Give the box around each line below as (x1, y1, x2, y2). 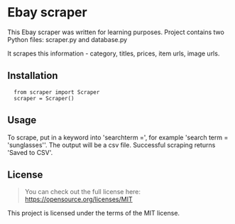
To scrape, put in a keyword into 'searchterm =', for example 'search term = (7, 133, 229, 142)
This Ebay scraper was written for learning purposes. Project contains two (7, 28, 225, 36)
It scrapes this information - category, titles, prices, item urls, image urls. (7, 49, 220, 58)
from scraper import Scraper (13, 88, 100, 96)
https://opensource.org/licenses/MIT (24, 195, 133, 203)
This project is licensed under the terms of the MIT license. (7, 209, 180, 218)
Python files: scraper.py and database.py (7, 35, 128, 43)
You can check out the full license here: (24, 188, 141, 196)
